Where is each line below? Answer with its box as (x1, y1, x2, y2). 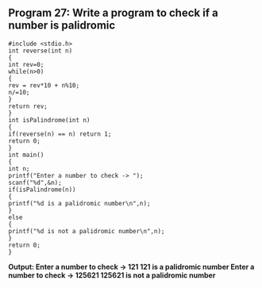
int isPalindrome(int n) (8, 116, 91, 124)
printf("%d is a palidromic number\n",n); (8, 199, 151, 207)
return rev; (8, 102, 48, 110)
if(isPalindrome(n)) (8, 186, 77, 194)
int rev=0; (8, 60, 44, 68)
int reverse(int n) (8, 47, 73, 55)
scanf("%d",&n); (8, 179, 62, 186)
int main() (8, 151, 44, 159)
